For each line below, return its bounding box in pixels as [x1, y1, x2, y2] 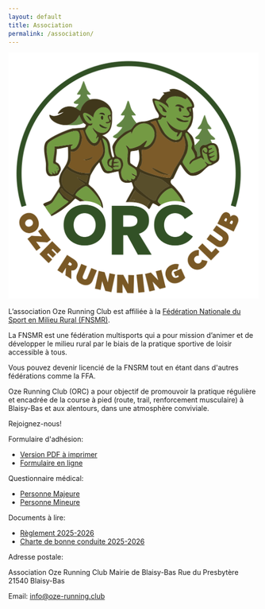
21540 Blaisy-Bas [8, 576, 65, 586]
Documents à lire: [8, 513, 66, 522]
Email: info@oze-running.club [8, 592, 106, 601]
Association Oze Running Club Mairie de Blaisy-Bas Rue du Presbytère [8, 568, 240, 577]
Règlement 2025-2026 [19, 529, 94, 538]
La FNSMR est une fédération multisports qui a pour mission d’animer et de [8, 331, 254, 340]
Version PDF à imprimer [19, 450, 98, 460]
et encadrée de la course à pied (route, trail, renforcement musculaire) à [8, 395, 244, 405]
